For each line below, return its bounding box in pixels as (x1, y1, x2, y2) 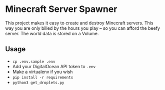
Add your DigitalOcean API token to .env (12, 63, 96, 69)
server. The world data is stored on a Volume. (5, 30, 99, 36)
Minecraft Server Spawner (5, 3, 117, 15)
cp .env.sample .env (12, 59, 55, 64)
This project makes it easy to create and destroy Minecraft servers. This (5, 20, 153, 26)
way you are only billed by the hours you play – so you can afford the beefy (5, 25, 160, 31)
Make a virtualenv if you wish (12, 69, 73, 75)
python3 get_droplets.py (12, 80, 64, 85)
